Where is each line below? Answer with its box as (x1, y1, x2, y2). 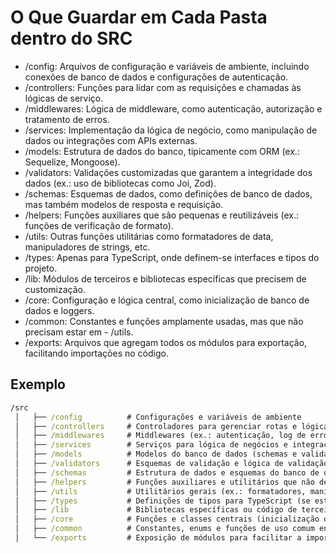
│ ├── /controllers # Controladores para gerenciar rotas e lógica (14, 421, 329, 431)
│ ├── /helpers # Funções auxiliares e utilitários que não (14, 477, 315, 487)
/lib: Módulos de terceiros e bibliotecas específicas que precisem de (24, 272, 307, 285)
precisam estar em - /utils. (24, 326, 134, 338)
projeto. (24, 262, 58, 274)
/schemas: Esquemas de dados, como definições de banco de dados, (24, 187, 313, 200)
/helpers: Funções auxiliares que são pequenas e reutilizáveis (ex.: (24, 209, 300, 221)
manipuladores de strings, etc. (24, 241, 151, 253)
